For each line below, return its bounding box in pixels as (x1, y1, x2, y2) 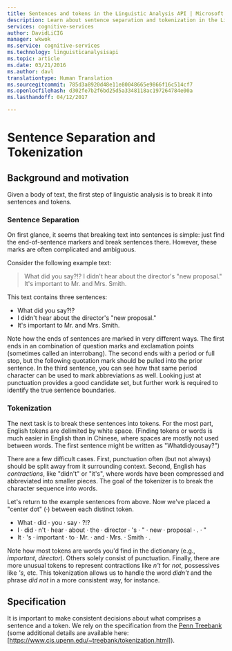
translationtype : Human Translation (7, 74, 113, 82)
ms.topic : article (7, 55, 60, 62)
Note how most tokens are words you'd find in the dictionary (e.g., (7, 546, 195, 555)
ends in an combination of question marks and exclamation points (7, 342, 195, 350)
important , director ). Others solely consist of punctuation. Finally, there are (7, 553, 220, 562)
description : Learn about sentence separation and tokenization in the (7, 17, 217, 24)
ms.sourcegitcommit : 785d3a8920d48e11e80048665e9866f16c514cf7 (7, 81, 193, 88)
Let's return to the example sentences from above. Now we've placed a (7, 497, 211, 506)
